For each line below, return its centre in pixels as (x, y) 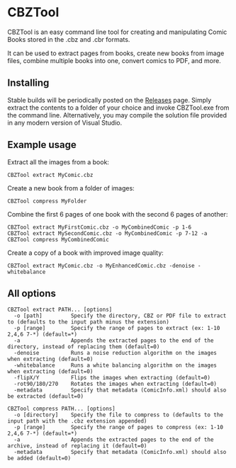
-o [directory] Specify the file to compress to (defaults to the (118, 415)
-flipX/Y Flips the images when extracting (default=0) (112, 378)
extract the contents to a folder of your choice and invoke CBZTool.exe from (118, 108)
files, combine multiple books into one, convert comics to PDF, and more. (114, 60)
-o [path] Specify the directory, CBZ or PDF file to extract (120, 316)
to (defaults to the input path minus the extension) (89, 322)
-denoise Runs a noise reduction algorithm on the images (116, 353)
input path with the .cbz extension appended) (77, 421)
